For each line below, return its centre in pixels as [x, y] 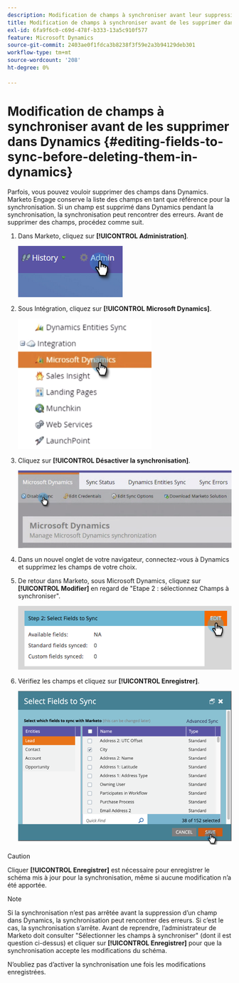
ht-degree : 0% [28, 68]
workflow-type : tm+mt [39, 53]
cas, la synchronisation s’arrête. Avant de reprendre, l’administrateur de [112, 927]
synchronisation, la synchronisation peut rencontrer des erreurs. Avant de [116, 215]
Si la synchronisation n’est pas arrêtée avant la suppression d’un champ [112, 912]
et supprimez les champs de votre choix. [77, 567]
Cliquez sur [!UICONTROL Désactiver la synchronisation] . [104, 460]
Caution [19, 856]
